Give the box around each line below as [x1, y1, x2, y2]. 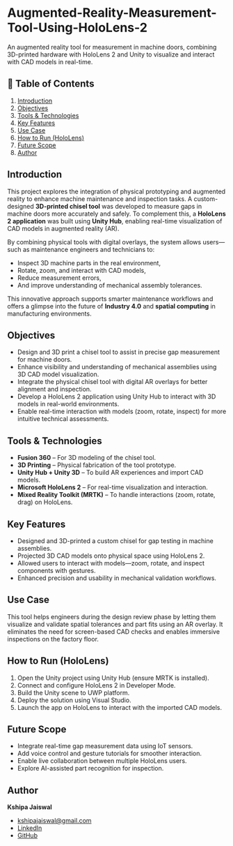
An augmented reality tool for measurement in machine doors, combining [7, 43, 217, 51]
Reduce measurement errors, [17, 274, 102, 282]
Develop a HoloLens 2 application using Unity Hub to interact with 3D [17, 392, 216, 401]
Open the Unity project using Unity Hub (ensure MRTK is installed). [17, 674, 210, 682]
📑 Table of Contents [7, 78, 95, 90]
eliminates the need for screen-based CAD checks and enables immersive [7, 627, 220, 636]
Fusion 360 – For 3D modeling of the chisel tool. [17, 454, 156, 462]
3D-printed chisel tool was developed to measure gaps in [35, 202, 202, 210]
